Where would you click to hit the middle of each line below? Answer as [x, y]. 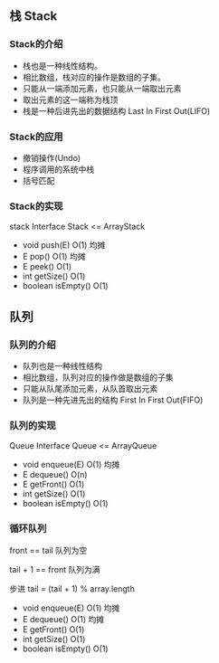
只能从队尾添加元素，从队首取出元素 [90, 388]
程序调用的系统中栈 [58, 169]
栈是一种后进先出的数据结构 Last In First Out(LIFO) [116, 110]
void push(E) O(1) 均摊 [64, 245]
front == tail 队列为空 [48, 550]
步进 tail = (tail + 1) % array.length [72, 588]
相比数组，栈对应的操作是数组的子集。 [94, 77]
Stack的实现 [36, 206]
